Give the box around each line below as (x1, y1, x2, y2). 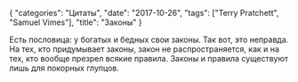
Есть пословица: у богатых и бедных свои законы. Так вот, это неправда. (9, 35, 289, 45)
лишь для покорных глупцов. (9, 62, 120, 73)
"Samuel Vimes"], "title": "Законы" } (9, 17, 142, 28)
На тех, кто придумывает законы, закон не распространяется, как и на (9, 44, 280, 54)
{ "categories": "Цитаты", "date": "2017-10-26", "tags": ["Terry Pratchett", (9, 8, 279, 18)
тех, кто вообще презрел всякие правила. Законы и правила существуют (9, 53, 289, 63)
